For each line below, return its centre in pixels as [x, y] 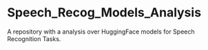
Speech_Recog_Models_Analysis [104, 13]
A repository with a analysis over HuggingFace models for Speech [101, 32]
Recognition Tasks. [34, 38]
